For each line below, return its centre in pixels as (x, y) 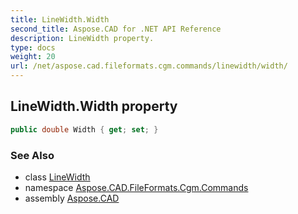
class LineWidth (57, 177)
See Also (32, 155)
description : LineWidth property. (82, 38)
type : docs (33, 47)
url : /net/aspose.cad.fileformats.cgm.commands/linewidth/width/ (149, 66)
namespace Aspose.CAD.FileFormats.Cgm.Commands (136, 187)
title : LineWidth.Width (60, 19)
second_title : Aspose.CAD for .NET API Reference (116, 29)
